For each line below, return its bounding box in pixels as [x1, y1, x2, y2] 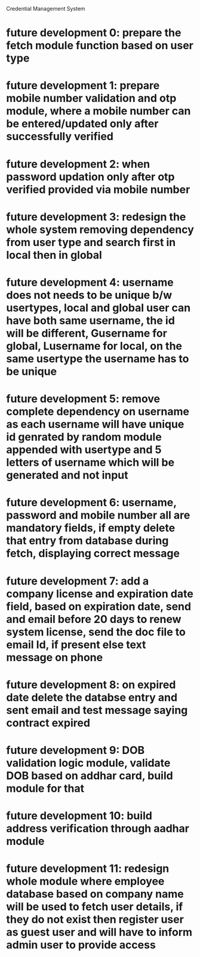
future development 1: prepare [6, 79, 160, 92]
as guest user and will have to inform [6, 925, 193, 939]
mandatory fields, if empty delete [6, 521, 176, 535]
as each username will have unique [6, 417, 184, 431]
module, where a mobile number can [6, 104, 191, 118]
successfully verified [6, 130, 113, 143]
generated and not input [6, 468, 128, 482]
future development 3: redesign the [6, 210, 186, 223]
